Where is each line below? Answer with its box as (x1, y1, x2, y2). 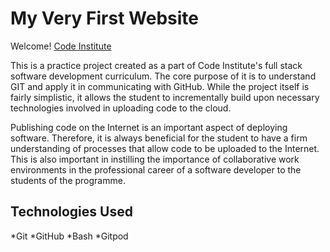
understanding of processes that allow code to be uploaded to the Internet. (10, 142, 320, 154)
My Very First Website (10, 7, 199, 30)
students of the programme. (10, 174, 126, 186)
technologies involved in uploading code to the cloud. (10, 102, 232, 114)
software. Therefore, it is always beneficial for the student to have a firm (10, 132, 308, 144)
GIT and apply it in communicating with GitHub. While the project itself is (10, 80, 310, 92)
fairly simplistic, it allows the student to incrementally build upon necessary (10, 91, 320, 103)
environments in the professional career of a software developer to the (10, 163, 302, 176)
